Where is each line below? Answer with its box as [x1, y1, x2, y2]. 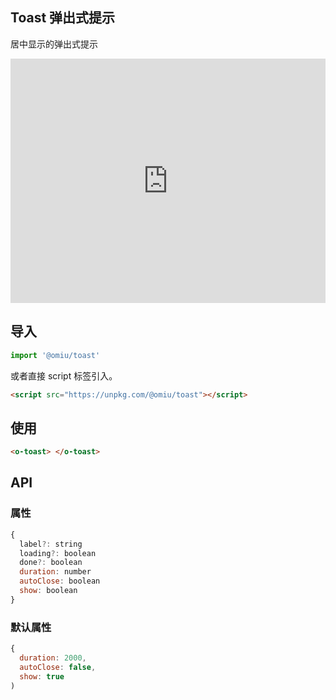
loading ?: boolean [19, 548, 97, 558]
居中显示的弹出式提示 [10, 38, 98, 50]
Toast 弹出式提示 [10, 9, 116, 27]
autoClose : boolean [19, 576, 101, 587]
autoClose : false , [19, 662, 97, 672]
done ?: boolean [19, 558, 83, 568]
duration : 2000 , [19, 653, 87, 663]
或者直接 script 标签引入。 [10, 369, 118, 382]
